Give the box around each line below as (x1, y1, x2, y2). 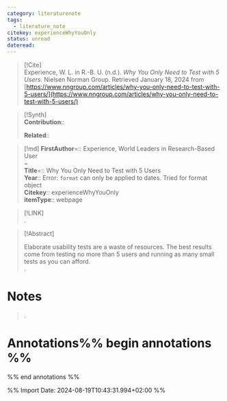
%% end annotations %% (7, 372, 80, 381)
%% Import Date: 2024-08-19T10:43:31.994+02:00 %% (7, 386, 166, 394)
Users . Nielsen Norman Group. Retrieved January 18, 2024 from (23, 76, 204, 83)
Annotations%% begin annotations (7, 336, 212, 351)
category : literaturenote (7, 10, 81, 17)
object (23, 181, 42, 189)
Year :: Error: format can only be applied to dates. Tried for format (23, 174, 208, 182)
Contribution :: (23, 118, 65, 126)
